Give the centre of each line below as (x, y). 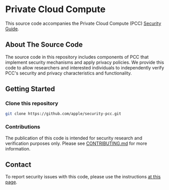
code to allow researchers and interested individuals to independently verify (85, 67)
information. (18, 148)
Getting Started (30, 89)
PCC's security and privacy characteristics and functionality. (69, 73)
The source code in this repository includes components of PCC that (77, 57)
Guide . (12, 28)
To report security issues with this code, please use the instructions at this (83, 177)
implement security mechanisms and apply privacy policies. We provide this (85, 62)
